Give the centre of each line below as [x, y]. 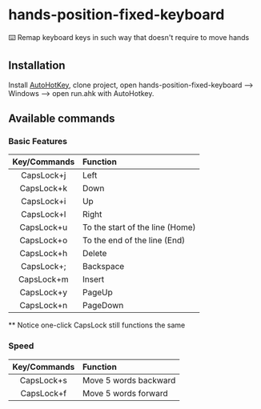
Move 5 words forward [125, 393]
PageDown [103, 306]
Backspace [104, 267]
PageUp [98, 292]
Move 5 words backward [129, 380]
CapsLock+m [44, 279]
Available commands [62, 119]
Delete [95, 254]
